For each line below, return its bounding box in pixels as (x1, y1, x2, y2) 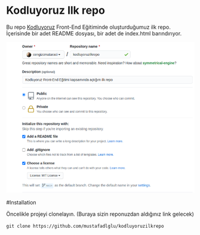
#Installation (6, 198, 37, 206)
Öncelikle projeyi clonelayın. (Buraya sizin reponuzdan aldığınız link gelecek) (6, 210, 194, 218)
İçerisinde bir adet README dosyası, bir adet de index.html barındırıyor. (6, 29, 182, 37)
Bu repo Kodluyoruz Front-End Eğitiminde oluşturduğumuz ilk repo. (6, 23, 171, 31)
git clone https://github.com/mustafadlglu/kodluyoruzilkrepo (6, 223, 164, 229)
